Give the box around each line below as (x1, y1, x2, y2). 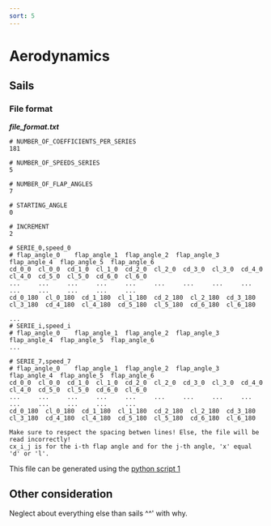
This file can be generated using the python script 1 (9, 464, 181, 473)
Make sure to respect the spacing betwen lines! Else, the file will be (9, 428, 260, 436)
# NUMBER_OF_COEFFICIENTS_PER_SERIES (9, 137, 137, 146)
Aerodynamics (9, 46, 110, 65)
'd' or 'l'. (9, 449, 49, 458)
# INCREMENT (9, 222, 49, 231)
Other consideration (9, 487, 113, 501)
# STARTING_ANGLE (9, 201, 68, 209)
